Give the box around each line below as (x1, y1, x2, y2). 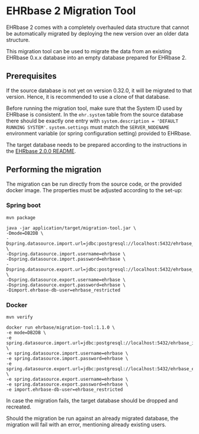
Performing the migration (6, 164, 102, 175)
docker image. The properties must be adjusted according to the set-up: (6, 186, 182, 193)
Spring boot (6, 201, 41, 209)
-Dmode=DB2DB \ (6, 230, 44, 236)
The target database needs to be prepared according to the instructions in (6, 141, 187, 148)
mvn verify (6, 315, 33, 320)
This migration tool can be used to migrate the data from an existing (6, 47, 172, 54)
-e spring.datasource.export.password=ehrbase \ (6, 381, 129, 388)
